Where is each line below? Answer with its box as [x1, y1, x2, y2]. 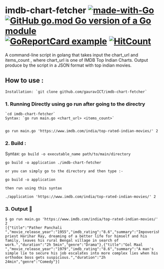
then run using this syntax [5, 186, 62, 191]
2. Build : [5, 140, 26, 146]
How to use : [5, 76, 44, 85]
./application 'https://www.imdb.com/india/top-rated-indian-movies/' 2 [5, 195, 156, 199]
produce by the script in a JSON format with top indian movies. [5, 62, 132, 68]
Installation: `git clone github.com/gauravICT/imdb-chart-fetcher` [5, 89, 147, 94]
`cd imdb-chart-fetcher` [5, 112, 56, 117]
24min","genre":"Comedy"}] [5, 259, 60, 264]
